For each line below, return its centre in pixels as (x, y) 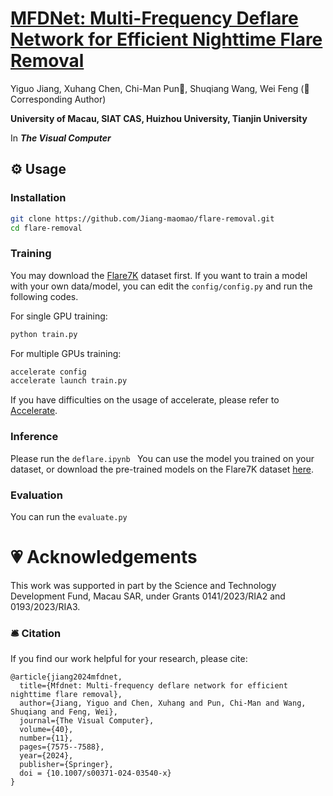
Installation (38, 198)
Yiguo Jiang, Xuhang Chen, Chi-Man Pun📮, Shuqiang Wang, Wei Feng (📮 (160, 88)
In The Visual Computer (61, 138)
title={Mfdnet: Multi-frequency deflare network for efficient (153, 686)
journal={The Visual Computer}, (87, 721)
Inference (34, 437)
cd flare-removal (46, 228)
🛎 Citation (36, 633)
